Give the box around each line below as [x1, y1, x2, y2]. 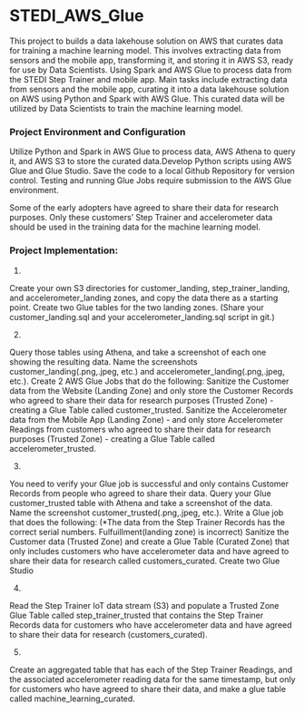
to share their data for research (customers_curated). [9, 629, 208, 640]
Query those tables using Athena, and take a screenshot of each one [9, 347, 267, 357]
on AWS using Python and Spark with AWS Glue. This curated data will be [9, 93, 286, 104]
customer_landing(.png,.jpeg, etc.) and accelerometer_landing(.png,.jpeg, [9, 366, 285, 376]
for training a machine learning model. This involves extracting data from [9, 44, 281, 55]
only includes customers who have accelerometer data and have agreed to [9, 545, 290, 556]
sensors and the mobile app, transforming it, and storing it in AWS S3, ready [9, 54, 293, 65]
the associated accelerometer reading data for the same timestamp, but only [9, 673, 296, 685]
